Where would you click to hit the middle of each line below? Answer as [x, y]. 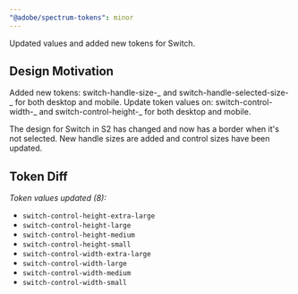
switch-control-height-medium [79, 235]
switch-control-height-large [77, 226]
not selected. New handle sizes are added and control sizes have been [140, 139]
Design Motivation [62, 71]
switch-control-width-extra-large [86, 255]
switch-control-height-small [77, 245]
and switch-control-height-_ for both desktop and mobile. [145, 112]
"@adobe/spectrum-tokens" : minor [72, 17]
